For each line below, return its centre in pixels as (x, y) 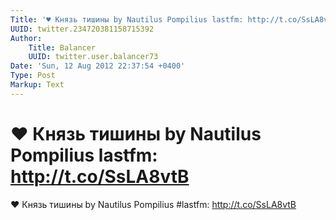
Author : (26, 38)
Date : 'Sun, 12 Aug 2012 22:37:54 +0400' (98, 66)
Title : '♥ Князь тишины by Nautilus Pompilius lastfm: (127, 19)
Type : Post (33, 76)
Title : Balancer (62, 47)
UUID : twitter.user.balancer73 (93, 57)
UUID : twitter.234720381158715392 (82, 29)
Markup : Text (37, 85)
